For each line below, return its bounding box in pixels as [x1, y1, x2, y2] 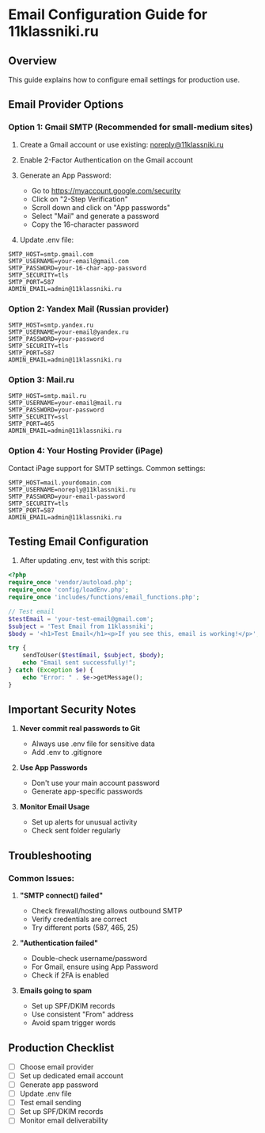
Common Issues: [8, 872, 75, 883]
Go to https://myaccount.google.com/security [31, 186, 181, 195]
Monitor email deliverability [19, 1116, 108, 1125]
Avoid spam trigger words [31, 1018, 116, 1028]
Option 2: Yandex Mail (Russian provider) [8, 303, 169, 314]
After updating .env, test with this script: [19, 556, 150, 565]
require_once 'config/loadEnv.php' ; [8, 586, 129, 594]
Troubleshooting [8, 848, 93, 862]
